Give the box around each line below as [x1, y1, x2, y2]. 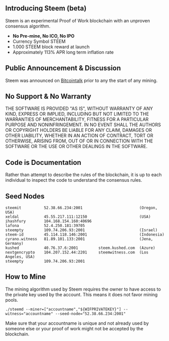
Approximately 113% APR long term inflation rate [12, 49, 114, 55]
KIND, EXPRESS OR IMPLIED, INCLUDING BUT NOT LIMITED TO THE [5, 111, 149, 117]
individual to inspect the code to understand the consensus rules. [5, 177, 142, 183]
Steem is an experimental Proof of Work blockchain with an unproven [5, 17, 150, 23]
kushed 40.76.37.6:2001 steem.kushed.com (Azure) [5, 245, 156, 251]
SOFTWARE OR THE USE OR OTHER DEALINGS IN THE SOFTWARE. [5, 144, 148, 150]
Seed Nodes [5, 192, 45, 201]
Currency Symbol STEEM [12, 38, 66, 44]
